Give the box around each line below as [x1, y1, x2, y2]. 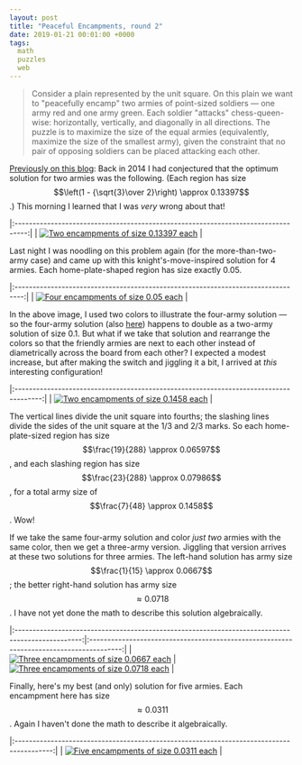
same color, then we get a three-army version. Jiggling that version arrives [9, 542, 287, 552]
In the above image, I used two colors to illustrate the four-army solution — [9, 308, 288, 320]
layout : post [9, 13, 59, 23]
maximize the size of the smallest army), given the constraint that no [31, 136, 286, 147]
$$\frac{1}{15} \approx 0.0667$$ [90, 565, 213, 576]
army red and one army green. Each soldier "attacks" [31, 107, 230, 118]
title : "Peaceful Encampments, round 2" [9, 22, 164, 31]
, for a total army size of [9, 486, 98, 496]
